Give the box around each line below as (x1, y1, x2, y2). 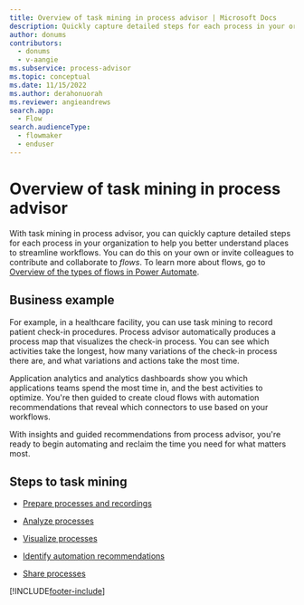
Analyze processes (22, 515, 95, 526)
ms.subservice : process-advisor (9, 64, 131, 73)
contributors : (9, 38, 63, 48)
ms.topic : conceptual (9, 72, 91, 82)
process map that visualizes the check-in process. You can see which (9, 336, 270, 347)
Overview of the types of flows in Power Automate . (9, 266, 200, 277)
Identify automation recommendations (22, 551, 166, 562)
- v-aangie (17, 55, 59, 64)
